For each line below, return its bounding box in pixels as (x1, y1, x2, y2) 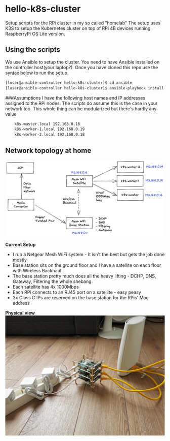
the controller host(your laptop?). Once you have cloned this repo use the (5, 64, 158, 70)
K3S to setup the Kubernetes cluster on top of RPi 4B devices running (5, 25, 151, 31)
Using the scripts (5, 45, 61, 54)
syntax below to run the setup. (5, 70, 69, 76)
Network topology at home (5, 146, 92, 155)
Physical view (5, 310, 35, 316)
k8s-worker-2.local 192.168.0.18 (14, 132, 85, 137)
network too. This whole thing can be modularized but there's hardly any (5, 105, 157, 112)
